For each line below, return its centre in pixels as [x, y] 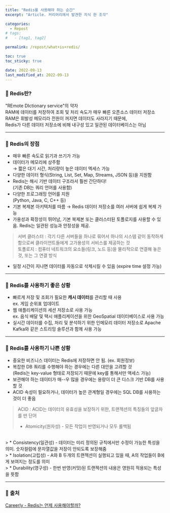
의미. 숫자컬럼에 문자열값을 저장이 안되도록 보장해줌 [56, 449]
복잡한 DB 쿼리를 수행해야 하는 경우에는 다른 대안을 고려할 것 [72, 366]
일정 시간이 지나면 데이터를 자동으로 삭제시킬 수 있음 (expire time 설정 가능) [87, 266]
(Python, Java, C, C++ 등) [39, 200]
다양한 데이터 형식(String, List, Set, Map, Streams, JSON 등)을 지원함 [82, 175]
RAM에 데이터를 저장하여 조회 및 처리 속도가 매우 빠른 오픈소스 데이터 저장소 [80, 112]
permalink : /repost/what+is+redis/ [43, 47]
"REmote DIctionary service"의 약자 [42, 106]
